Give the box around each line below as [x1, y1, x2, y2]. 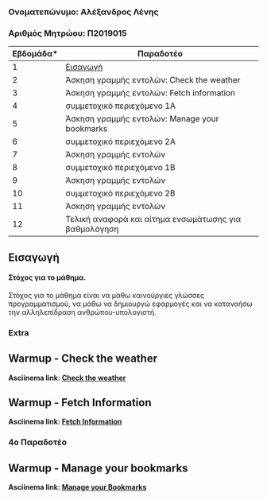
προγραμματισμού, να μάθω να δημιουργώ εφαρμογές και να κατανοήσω [8, 299, 253, 308]
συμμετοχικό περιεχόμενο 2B [65, 188, 176, 199]
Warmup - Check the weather [8, 352, 157, 366]
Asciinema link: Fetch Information [8, 417, 122, 427]
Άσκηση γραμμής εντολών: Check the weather [65, 75, 241, 86]
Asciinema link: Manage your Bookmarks [8, 483, 147, 492]
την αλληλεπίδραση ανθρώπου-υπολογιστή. [8, 307, 157, 316]
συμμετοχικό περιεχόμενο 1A [65, 100, 176, 111]
